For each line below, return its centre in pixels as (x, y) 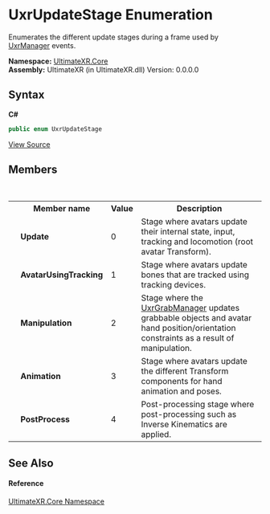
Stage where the (172, 298)
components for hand (182, 381)
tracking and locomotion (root (197, 242)
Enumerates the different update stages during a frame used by (114, 37)
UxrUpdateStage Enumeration (110, 15)
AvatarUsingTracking (62, 275)
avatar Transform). (176, 252)
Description (199, 209)
